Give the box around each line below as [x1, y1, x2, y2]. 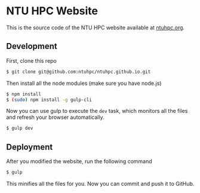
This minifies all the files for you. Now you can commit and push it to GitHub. [6, 180, 195, 187]
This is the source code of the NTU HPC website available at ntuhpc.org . [6, 24, 185, 31]
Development [6, 41, 58, 51]
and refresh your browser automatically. [6, 114, 104, 121]
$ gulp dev [6, 125, 33, 131]
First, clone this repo [6, 57, 57, 64]
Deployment [6, 142, 53, 152]
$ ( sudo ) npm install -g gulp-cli [6, 97, 93, 103]
